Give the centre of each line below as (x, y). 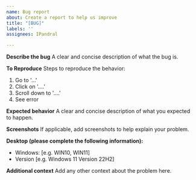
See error (27, 100)
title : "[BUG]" (25, 23)
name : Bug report (28, 12)
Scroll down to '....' (38, 93)
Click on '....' (30, 87)
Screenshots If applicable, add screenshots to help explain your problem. (98, 129)
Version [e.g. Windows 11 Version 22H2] (65, 159)
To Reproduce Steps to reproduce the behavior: (66, 69)
